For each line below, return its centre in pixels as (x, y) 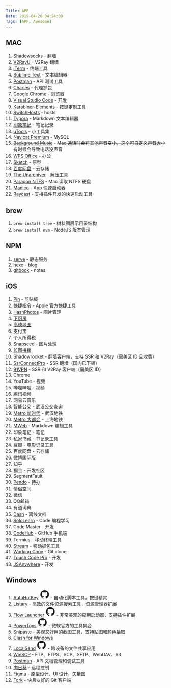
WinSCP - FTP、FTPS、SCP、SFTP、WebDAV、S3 (67, 655)
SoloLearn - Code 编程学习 (41, 520)
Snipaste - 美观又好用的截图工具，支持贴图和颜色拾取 (69, 632)
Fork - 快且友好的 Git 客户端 (42, 680)
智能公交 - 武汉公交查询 (38, 406)
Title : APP (17, 11)
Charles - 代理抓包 (33, 88)
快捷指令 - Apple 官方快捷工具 (45, 305)
